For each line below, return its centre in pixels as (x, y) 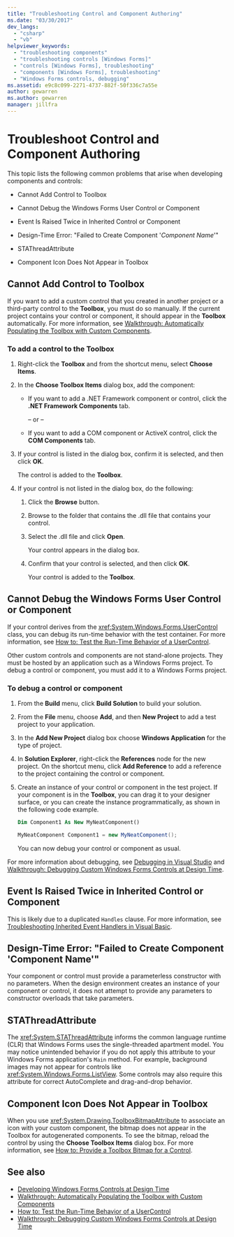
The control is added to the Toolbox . (70, 475)
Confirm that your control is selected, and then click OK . (109, 563)
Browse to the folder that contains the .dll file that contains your (119, 515)
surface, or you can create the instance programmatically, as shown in (119, 802)
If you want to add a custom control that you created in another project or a (116, 301)
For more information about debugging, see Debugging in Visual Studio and (116, 862)
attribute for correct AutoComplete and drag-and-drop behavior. (100, 1082)
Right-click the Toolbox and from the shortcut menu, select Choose (115, 363)
